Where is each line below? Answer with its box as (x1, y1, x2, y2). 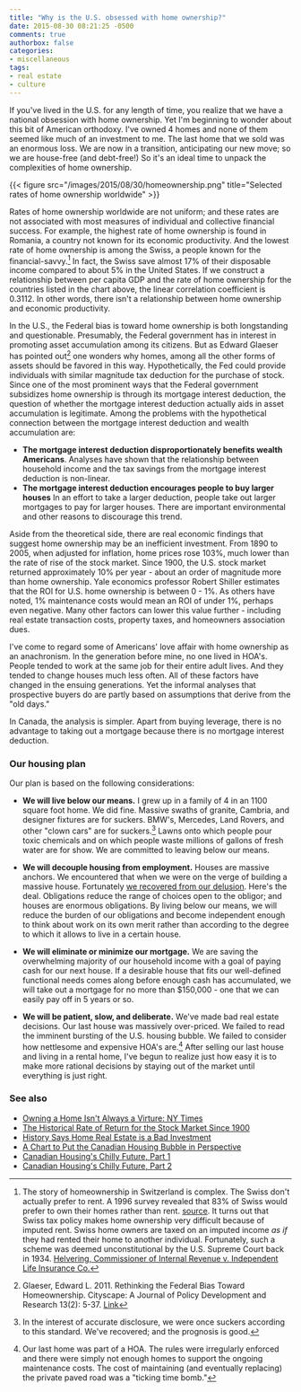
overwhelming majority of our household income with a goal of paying (21, 956, 281, 966)
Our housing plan (9, 757, 87, 770)
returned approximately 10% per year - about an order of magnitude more (9, 567, 282, 577)
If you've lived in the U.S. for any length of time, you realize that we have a (9, 104, 284, 115)
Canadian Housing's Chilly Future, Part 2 (21, 1160, 173, 1171)
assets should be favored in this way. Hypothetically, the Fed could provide (9, 360, 287, 371)
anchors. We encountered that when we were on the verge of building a (21, 871, 288, 882)
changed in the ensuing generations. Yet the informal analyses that (9, 679, 257, 690)
